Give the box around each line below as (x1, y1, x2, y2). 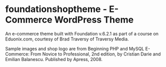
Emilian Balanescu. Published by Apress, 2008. (5, 56, 103, 62)
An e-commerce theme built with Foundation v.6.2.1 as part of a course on (5, 30, 159, 36)
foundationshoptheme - (5, 3, 107, 15)
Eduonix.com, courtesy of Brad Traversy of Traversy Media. (5, 36, 129, 42)
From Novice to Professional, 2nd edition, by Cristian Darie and (30, 51, 161, 57)
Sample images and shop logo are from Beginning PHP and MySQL (5, 45, 144, 51)
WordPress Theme (54, 14, 134, 25)
